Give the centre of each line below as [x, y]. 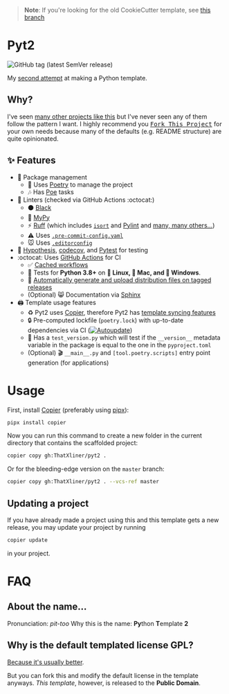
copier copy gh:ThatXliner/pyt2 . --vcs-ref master [83, 482]
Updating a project [48, 503]
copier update [28, 540]
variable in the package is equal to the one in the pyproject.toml [119, 345]
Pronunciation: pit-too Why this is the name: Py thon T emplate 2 [98, 623]
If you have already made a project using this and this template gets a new [113, 520]
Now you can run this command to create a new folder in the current [105, 435]
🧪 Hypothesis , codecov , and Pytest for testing [83, 250]
